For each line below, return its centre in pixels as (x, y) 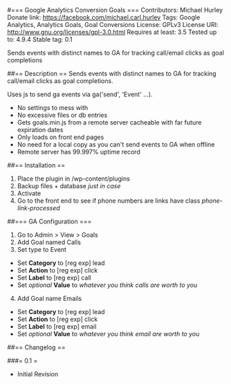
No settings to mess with (53, 108)
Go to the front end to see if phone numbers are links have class (109, 201)
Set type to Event (42, 249)
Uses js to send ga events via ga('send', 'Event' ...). (80, 94)
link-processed (38, 208)
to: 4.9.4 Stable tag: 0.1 (40, 39)
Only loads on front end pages (61, 137)
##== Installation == (36, 165)
